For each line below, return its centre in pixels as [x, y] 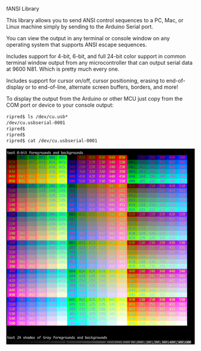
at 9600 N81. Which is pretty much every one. [63, 69]
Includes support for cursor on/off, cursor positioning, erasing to [86, 81]
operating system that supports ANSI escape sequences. [77, 45]
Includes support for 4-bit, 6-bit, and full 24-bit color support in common [96, 56]
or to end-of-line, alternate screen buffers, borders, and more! [101, 87]
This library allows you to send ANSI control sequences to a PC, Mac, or [95, 20]
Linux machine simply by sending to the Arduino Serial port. [80, 27]
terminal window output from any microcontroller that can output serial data [100, 63]
